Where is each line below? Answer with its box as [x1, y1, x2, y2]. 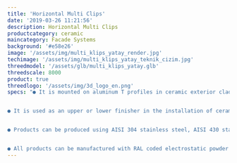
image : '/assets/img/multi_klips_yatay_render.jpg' [7, 50, 162, 57]
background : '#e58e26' [7, 43, 74, 50]
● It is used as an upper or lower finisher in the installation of [7, 107, 213, 115]
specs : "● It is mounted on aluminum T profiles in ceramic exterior [7, 89, 217, 96]
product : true [7, 75, 49, 83]
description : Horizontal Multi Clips [7, 23, 119, 30]
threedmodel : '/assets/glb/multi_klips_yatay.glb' [7, 63, 159, 70]
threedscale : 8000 [7, 69, 61, 76]
